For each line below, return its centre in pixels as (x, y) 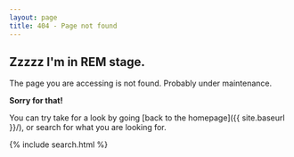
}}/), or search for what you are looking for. (88, 128)
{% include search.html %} (59, 145)
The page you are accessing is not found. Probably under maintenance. (141, 83)
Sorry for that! (36, 101)
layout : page (33, 17)
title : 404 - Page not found (63, 26)
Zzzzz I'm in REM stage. (77, 62)
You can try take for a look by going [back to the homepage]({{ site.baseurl (147, 118)
